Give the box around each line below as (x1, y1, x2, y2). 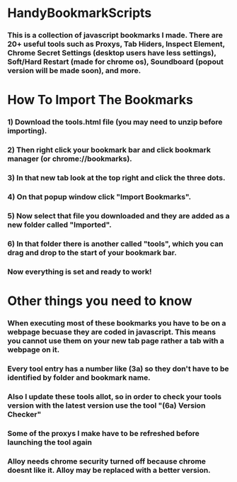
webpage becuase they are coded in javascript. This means (7, 327, 216, 337)
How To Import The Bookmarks (7, 92, 193, 108)
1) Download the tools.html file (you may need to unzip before (7, 117, 223, 127)
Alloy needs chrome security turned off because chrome (7, 456, 207, 466)
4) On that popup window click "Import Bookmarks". (7, 191, 192, 201)
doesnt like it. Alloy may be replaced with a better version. (7, 465, 211, 475)
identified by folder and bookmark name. (7, 372, 151, 382)
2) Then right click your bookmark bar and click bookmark (7, 145, 211, 155)
